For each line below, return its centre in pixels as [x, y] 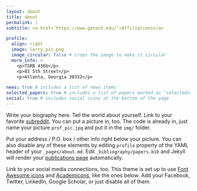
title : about [22, 17]
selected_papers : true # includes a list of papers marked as [84, 93]
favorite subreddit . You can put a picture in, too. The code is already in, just [97, 121]
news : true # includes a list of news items [61, 88]
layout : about [23, 11]
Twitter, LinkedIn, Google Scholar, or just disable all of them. [79, 181]
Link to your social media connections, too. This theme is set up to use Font [97, 169]
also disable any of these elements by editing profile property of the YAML [97, 145]
